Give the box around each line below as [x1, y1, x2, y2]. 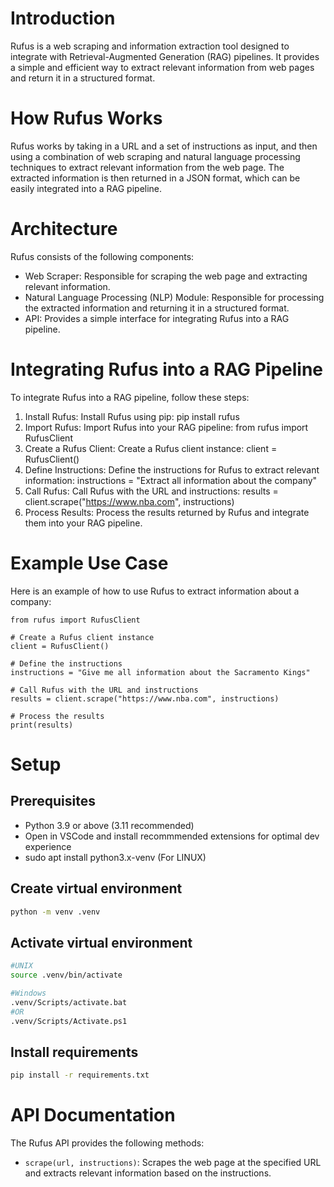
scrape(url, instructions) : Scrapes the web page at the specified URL [24, 1157, 322, 1169]
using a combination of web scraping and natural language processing [10, 150, 301, 162]
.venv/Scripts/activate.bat [10, 997, 128, 1007]
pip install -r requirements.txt [10, 1070, 150, 1081]
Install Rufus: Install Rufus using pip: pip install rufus [24, 410, 240, 422]
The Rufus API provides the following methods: [10, 1137, 205, 1149]
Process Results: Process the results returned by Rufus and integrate [24, 506, 310, 518]
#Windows [10, 988, 47, 998]
